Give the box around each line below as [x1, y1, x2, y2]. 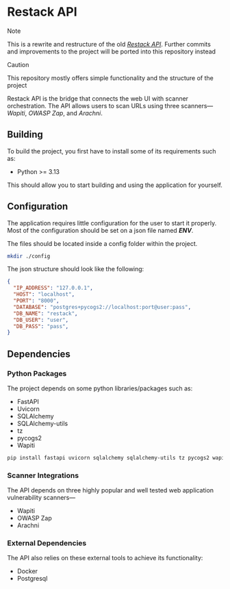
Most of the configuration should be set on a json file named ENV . [7, 226, 194, 234]
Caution [7, 60, 29, 68]
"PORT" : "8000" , [13, 297, 60, 305]
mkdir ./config [7, 253, 51, 260]
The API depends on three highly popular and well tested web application [7, 486, 214, 494]
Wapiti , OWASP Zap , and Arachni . [7, 109, 103, 117]
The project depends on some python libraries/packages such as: [7, 384, 193, 392]
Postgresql [16, 575, 48, 583]
